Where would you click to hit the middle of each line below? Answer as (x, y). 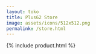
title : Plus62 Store (32, 17)
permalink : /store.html (36, 28)
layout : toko (23, 12)
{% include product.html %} (41, 46)
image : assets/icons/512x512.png (48, 23)
